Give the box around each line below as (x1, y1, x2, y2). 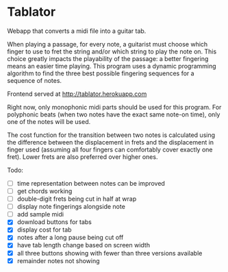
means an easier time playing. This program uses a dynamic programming (7, 62, 217, 70)
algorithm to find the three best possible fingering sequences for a (7, 69, 194, 77)
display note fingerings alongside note (16, 203, 125, 211)
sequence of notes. (7, 76, 62, 84)
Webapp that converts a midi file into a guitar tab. (7, 27, 147, 35)
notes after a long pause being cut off (16, 234, 124, 242)
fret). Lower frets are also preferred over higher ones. (7, 152, 158, 161)
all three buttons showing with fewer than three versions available (16, 249, 203, 257)
